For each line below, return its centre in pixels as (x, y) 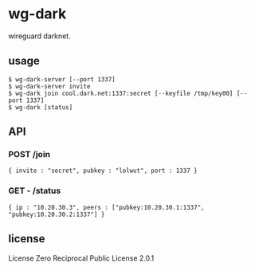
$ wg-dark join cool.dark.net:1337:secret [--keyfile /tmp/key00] (121, 93)
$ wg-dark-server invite (49, 86)
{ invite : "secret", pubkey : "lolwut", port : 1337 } (103, 171)
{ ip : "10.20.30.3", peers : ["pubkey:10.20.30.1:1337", (106, 207)
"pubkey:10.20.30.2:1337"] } (57, 214)
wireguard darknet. (39, 36)
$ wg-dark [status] (41, 107)
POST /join (29, 155)
